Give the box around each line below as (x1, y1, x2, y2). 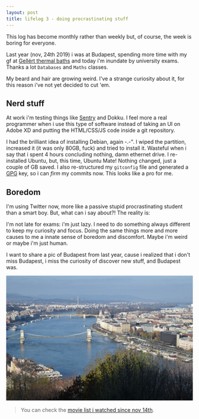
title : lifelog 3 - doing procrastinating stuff (6, 15, 129, 22)
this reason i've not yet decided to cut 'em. (6, 81, 111, 89)
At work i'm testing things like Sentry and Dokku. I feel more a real (6, 114, 168, 121)
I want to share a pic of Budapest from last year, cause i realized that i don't (6, 251, 191, 259)
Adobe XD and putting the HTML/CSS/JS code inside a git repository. (6, 127, 176, 134)
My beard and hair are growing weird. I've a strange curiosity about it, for (6, 75, 185, 82)
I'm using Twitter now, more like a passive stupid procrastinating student (6, 203, 183, 210)
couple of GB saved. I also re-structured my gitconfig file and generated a (6, 163, 188, 171)
